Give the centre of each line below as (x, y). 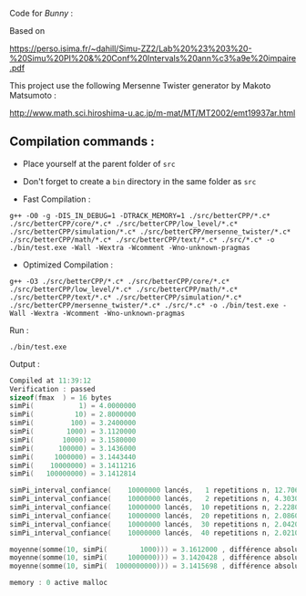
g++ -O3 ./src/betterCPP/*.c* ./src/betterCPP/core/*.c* (120, 281)
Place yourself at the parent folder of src (99, 163)
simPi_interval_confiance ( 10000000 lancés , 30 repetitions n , (140, 524)
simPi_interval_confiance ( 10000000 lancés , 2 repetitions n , (140, 499)
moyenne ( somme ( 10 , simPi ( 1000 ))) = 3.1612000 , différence (140, 549)
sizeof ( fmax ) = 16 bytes (61, 397)
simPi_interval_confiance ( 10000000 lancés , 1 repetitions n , (140, 491)
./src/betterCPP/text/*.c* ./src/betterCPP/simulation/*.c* (126, 297)
